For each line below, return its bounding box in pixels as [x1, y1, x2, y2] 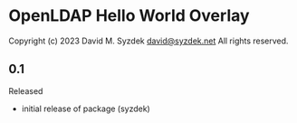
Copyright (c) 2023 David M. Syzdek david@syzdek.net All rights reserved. [8, 35, 289, 46]
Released [8, 85, 43, 96]
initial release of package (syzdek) [21, 103, 150, 114]
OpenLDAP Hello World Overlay [8, 5, 250, 26]
